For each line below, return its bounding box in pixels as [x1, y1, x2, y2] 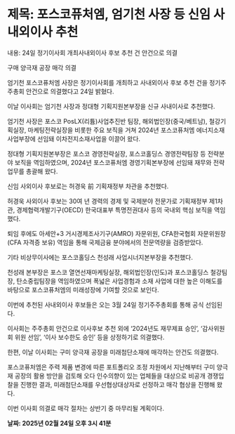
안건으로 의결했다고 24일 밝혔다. [25, 87, 114, 96]
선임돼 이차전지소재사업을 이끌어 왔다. [37, 134, 141, 143]
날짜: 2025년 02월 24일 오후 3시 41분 [7, 419, 112, 427]
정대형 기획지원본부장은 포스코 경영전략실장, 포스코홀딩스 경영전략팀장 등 [7, 149, 206, 158]
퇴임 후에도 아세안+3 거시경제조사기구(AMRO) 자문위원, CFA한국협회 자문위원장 [7, 229, 227, 237]
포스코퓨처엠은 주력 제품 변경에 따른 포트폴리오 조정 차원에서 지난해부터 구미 [7, 362, 215, 371]
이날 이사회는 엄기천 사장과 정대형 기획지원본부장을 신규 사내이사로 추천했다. [7, 102, 215, 110]
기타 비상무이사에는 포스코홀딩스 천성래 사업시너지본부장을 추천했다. [7, 253, 193, 261]
